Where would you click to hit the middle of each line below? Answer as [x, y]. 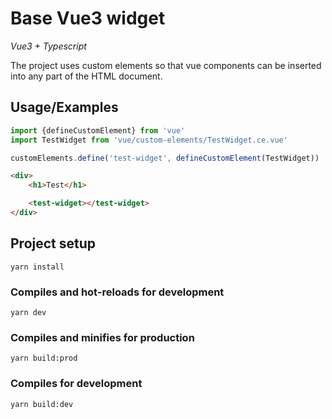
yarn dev [28, 312]
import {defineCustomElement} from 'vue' [98, 130]
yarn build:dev [42, 404]
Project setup [53, 243]
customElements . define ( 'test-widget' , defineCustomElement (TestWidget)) [165, 158]
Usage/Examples [64, 107]
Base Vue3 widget [88, 18]
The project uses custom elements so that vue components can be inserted [166, 65]
